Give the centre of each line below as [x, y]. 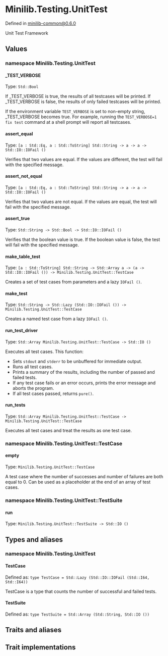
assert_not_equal [24, 176]
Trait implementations [40, 647]
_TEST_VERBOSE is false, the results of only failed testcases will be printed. [83, 102]
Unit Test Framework [27, 33]
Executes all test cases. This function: [45, 351]
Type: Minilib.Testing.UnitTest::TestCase [50, 467]
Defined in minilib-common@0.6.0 [41, 23]
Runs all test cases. [32, 367]
